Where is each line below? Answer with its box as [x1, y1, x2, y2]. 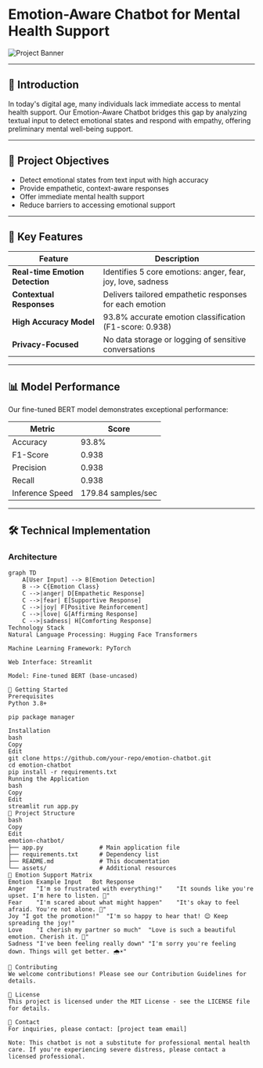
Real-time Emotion [12, 267, 85, 278]
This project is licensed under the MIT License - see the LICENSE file [8, 997, 250, 1005]
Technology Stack [8, 624, 65, 632]
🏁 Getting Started [8, 685, 68, 694]
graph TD [8, 569, 37, 577]
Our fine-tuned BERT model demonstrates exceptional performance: [8, 405, 229, 414]
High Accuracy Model [12, 316, 95, 327]
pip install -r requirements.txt [8, 767, 117, 776]
